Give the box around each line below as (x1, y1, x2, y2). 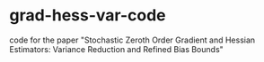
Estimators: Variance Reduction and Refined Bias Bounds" (9, 43, 224, 54)
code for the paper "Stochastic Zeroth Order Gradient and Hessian (9, 35, 256, 45)
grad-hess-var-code (9, 5, 166, 26)
